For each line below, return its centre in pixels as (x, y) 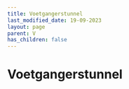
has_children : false (38, 40)
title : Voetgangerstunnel (45, 14)
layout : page (26, 27)
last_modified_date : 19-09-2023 (54, 20)
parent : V (22, 33)
